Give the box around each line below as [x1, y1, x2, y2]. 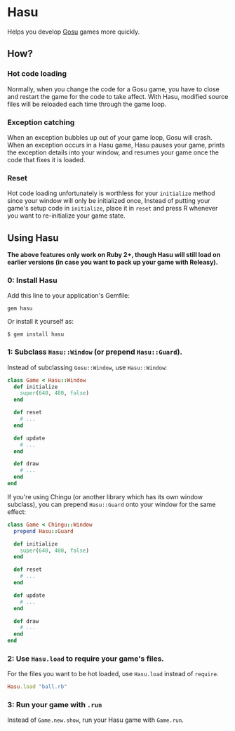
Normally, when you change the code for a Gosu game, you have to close [7, 85, 220, 93]
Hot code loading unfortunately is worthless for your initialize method [7, 189, 215, 197]
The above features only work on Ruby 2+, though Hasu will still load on [7, 251, 221, 259]
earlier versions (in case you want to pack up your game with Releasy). [7, 258, 219, 267]
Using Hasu [7, 232, 59, 244]
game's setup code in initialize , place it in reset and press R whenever [7, 204, 218, 213]
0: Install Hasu [7, 275, 58, 285]
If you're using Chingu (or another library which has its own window [7, 492, 203, 501]
